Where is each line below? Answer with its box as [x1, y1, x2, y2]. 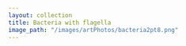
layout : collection [8, 11, 73, 19]
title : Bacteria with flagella [8, 19, 112, 27]
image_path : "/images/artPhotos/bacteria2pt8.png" [8, 26, 179, 34]
